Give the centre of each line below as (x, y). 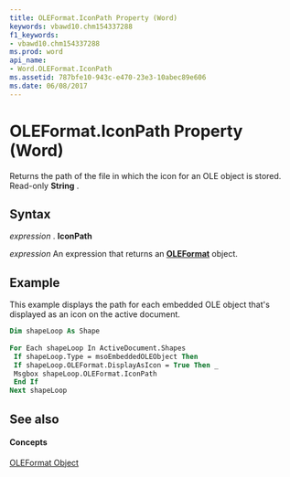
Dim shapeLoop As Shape (55, 331)
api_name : (28, 60)
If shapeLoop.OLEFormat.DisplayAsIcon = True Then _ (116, 365)
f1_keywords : (34, 35)
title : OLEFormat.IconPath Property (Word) (94, 18)
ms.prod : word (37, 52)
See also (34, 419)
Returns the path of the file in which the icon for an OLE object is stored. (145, 175)
